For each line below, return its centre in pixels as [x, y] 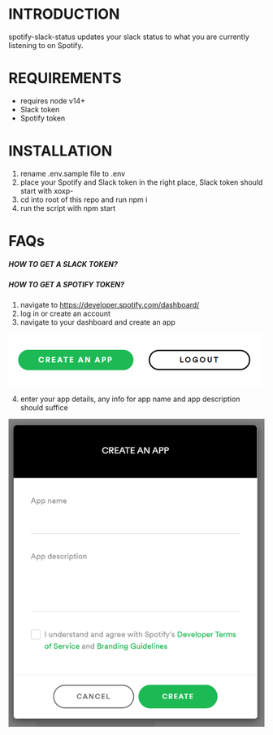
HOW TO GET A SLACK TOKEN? [63, 264]
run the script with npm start [68, 208]
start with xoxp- [47, 190]
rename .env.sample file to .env [73, 173]
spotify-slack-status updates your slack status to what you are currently [129, 37]
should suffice [44, 408]
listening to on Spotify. [46, 45]
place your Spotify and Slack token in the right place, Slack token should [141, 182]
